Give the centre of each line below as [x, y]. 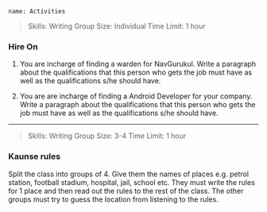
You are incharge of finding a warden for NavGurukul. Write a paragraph [138, 64]
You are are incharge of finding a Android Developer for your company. [136, 96]
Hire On [23, 46]
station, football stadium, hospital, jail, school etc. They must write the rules [132, 182]
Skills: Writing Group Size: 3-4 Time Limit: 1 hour [107, 136]
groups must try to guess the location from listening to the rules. [113, 199]
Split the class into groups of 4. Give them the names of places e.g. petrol [128, 174]
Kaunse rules [35, 156]
